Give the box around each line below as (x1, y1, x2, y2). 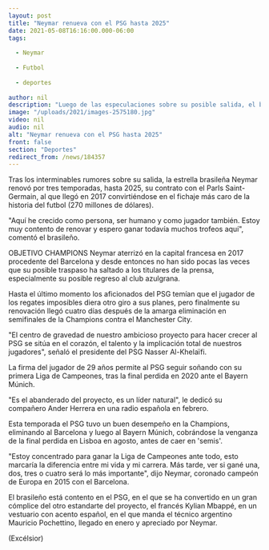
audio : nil (8, 123, 45, 131)
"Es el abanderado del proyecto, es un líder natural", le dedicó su (8, 395, 223, 405)
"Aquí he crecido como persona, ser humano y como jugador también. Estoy (8, 216, 260, 225)
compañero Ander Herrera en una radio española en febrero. (8, 404, 209, 413)
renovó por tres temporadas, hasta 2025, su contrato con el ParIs (8, 183, 224, 193)
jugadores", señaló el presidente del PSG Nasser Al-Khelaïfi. (8, 347, 207, 357)
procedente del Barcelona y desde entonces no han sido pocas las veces (8, 257, 251, 266)
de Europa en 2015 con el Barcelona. (8, 477, 130, 487)
